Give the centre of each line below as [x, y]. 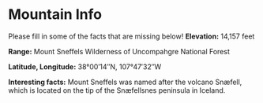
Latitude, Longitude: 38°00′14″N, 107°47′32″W [85, 66]
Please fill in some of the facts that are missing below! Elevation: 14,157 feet [131, 36]
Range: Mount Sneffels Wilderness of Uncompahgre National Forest [119, 51]
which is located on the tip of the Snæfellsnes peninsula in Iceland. [117, 90]
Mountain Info [55, 15]
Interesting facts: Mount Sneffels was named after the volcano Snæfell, [125, 82]
